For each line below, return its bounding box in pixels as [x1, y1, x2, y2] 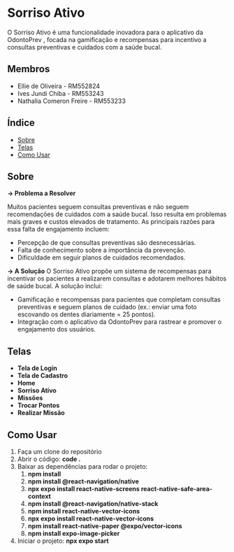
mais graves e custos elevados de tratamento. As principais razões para [7, 218, 215, 226]
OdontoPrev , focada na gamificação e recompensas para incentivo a [7, 35, 207, 43]
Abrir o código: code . [17, 455, 81, 463]
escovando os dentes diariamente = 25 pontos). [17, 310, 156, 319]
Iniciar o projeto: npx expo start [17, 537, 110, 545]
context [27, 492, 51, 500]
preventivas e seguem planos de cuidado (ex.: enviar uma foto [17, 303, 198, 311]
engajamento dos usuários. [17, 325, 96, 334]
